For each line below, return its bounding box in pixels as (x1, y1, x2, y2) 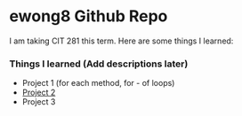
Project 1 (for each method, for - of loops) (21, 78, 175, 89)
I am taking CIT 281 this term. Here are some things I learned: (9, 35, 234, 46)
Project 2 (21, 87, 56, 98)
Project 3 (21, 97, 56, 107)
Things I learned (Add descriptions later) (9, 58, 189, 70)
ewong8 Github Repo (9, 6, 168, 27)
